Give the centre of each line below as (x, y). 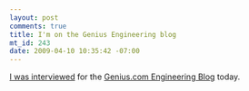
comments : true (38, 26)
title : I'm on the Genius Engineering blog (93, 34)
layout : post (34, 18)
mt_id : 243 (30, 43)
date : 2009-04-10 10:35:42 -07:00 (75, 51)
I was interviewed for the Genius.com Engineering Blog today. (125, 77)
